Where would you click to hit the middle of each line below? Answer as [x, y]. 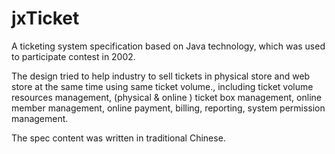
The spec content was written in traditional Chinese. [118, 138]
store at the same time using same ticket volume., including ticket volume [162, 86]
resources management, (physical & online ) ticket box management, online [166, 97]
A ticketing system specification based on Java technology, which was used [168, 46]
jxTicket [45, 18]
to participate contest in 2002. [73, 56]
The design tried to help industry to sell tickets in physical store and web [161, 76]
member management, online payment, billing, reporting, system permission [168, 108]
